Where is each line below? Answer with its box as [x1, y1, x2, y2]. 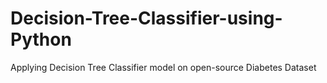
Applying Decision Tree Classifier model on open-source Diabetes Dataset [10, 61, 317, 73]
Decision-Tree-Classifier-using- [10, 7, 283, 30]
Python [10, 28, 72, 51]
